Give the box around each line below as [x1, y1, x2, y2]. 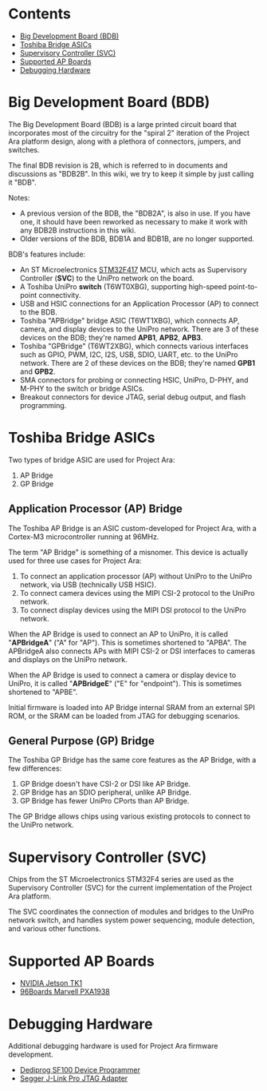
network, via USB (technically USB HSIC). [19, 580, 157, 589]
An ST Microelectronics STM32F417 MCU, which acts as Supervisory [19, 264, 247, 274]
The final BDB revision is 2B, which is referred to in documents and [8, 161, 228, 170]
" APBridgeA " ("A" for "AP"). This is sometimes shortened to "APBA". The [8, 637, 247, 647]
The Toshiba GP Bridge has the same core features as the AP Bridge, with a [8, 756, 257, 765]
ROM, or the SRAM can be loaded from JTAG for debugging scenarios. [8, 711, 241, 720]
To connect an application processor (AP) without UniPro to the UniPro [19, 571, 253, 581]
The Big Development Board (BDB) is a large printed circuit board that [8, 119, 238, 129]
